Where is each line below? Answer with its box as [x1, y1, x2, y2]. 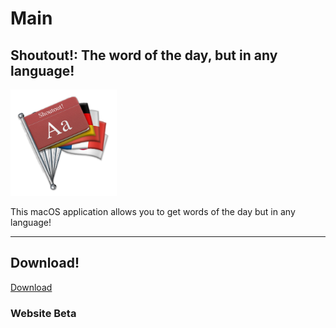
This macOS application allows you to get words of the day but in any [10, 206, 296, 217]
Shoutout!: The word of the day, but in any [10, 47, 278, 64]
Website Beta [10, 306, 77, 320]
